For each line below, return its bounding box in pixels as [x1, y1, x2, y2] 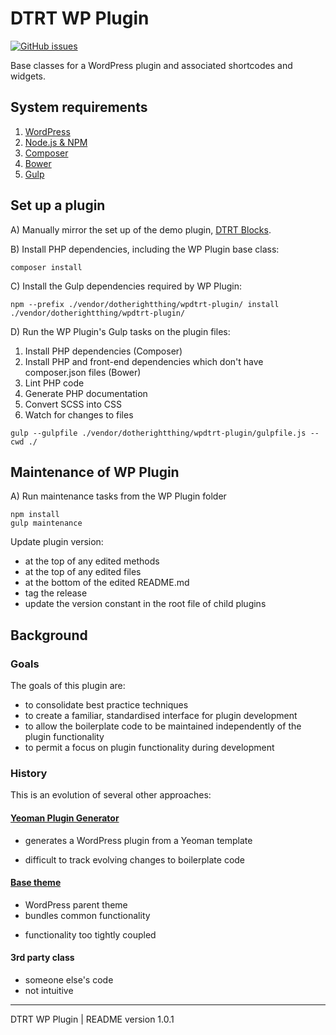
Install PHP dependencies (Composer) [24, 345, 183, 357]
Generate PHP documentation [24, 387, 148, 399]
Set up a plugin [10, 197, 106, 214]
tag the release [24, 587, 88, 599]
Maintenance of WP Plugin [10, 463, 180, 481]
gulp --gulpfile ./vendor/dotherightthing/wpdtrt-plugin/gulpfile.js [10, 428, 307, 438]
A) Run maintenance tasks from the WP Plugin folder [10, 490, 227, 502]
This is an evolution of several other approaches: [10, 789, 212, 801]
